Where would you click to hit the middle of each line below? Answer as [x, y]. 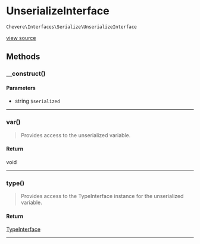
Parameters [21, 88]
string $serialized [37, 101]
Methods [23, 57]
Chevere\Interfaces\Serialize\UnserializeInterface [71, 27]
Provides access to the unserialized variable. [76, 135]
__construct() [26, 74]
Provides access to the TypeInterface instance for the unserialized [102, 196]
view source [21, 38]
